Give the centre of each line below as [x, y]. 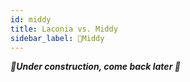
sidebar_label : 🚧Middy [57, 38]
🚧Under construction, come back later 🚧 [95, 67]
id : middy [31, 19]
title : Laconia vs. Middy [64, 29]
